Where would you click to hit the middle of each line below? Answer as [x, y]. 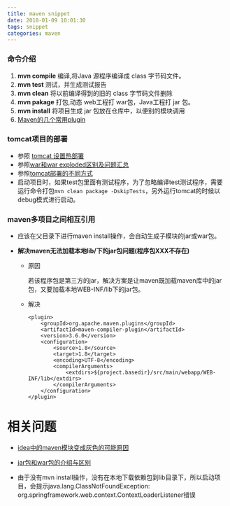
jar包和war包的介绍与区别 [54, 463]
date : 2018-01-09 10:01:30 [46, 20]
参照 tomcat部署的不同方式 [55, 173]
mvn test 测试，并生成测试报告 [62, 84]
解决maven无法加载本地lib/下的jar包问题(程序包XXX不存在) [103, 251]
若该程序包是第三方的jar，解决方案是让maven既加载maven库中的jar [125, 281]
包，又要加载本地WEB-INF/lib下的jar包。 [86, 289]
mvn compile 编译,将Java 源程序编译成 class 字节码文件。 [101, 76]
